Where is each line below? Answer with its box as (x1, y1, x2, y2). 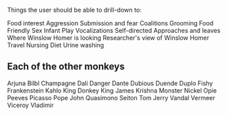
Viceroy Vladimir (7, 101, 54, 109)
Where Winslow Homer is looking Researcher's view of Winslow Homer (7, 34, 210, 42)
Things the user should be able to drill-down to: (7, 6, 142, 14)
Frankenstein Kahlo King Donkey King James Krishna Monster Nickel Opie (7, 86, 217, 95)
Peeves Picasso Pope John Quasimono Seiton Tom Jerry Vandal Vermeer (7, 93, 215, 102)
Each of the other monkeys (7, 61, 125, 73)
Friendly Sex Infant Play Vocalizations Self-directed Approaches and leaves (7, 27, 221, 34)
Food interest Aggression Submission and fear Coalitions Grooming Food (7, 19, 214, 27)
